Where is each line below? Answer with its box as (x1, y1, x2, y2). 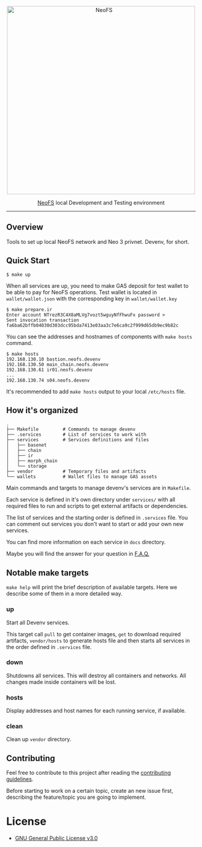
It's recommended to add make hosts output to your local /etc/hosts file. (6, 388, 186, 395)
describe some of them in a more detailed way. (6, 590, 123, 597)
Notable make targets (6, 568, 89, 578)
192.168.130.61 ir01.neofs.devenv (6, 367, 93, 373)
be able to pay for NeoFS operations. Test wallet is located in (6, 288, 158, 296)
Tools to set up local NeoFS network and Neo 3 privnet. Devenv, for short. (6, 238, 189, 245)
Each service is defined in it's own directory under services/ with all (6, 496, 176, 503)
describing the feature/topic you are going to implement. (6, 793, 146, 801)
